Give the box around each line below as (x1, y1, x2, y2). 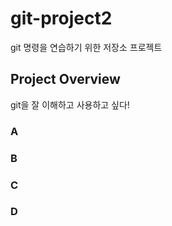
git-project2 (10, 7, 113, 30)
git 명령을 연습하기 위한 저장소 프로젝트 (10, 41, 163, 53)
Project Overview (10, 71, 121, 88)
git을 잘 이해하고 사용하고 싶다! (10, 98, 130, 111)
